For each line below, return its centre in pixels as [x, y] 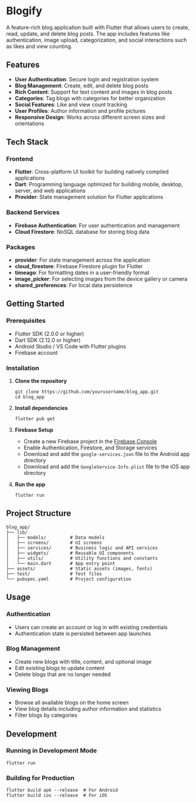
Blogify [24, 11]
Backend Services [33, 212]
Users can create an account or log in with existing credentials [91, 627]
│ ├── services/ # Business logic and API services [82, 548]
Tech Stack [27, 142]
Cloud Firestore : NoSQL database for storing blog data [82, 231]
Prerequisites [26, 320]
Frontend [20, 159]
